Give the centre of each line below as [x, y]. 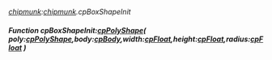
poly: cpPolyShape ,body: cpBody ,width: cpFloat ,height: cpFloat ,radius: [130, 39]
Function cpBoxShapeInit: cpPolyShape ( [77, 30]
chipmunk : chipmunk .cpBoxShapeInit [70, 12]
